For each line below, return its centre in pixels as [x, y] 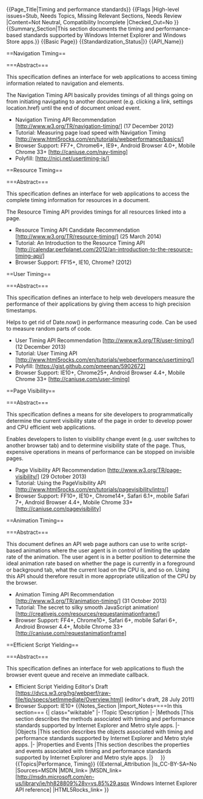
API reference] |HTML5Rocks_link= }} [62, 790]
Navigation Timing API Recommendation [65, 120]
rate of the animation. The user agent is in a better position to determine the [101, 557]
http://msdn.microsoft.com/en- [56, 777]
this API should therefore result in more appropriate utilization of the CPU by [101, 576]
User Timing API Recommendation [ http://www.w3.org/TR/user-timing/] [105, 340]
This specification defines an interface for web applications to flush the [95, 668]
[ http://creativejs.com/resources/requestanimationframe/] [87, 614]
